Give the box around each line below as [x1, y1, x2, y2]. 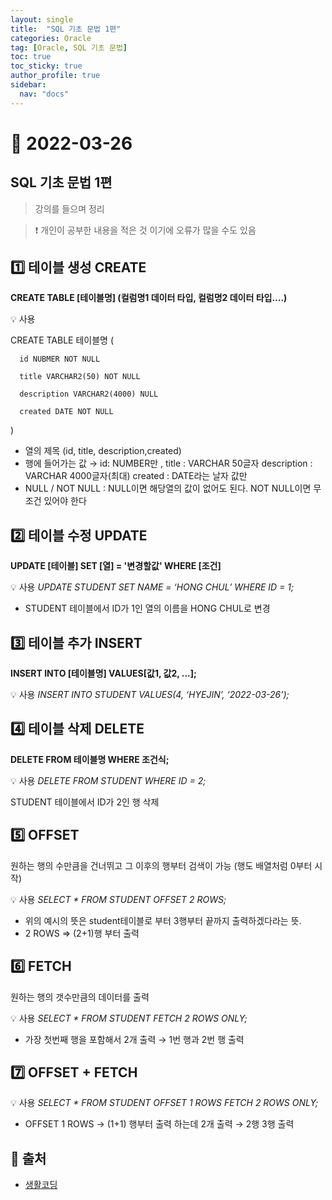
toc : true [10, 52, 52, 62]
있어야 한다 [43, 495, 87, 507]
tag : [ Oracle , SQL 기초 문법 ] [10, 42, 128, 53]
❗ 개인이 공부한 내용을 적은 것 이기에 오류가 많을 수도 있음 [34, 224, 257, 236]
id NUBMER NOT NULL [19, 354, 101, 365]
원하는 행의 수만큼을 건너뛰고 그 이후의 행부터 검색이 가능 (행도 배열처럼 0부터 [10, 859, 313, 871]
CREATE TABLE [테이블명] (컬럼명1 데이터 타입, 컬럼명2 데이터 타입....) [10, 292, 288, 304]
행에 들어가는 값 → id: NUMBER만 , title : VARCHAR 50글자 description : [24, 457, 313, 470]
